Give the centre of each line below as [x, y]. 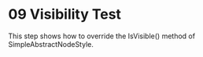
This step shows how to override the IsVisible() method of [101, 36]
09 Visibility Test [65, 14]
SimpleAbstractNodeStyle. [51, 44]
